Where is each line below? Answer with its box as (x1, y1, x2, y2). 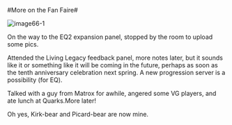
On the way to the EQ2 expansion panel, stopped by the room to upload (7, 33, 213, 41)
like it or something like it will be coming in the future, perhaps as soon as (7, 61, 218, 69)
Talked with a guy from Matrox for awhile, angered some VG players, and (7, 90, 217, 97)
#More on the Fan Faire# (7, 6, 78, 14)
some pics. (7, 40, 39, 48)
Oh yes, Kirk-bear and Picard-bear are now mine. (7, 110, 148, 118)
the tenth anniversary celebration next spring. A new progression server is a (7, 69, 226, 76)
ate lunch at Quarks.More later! (7, 97, 96, 105)
